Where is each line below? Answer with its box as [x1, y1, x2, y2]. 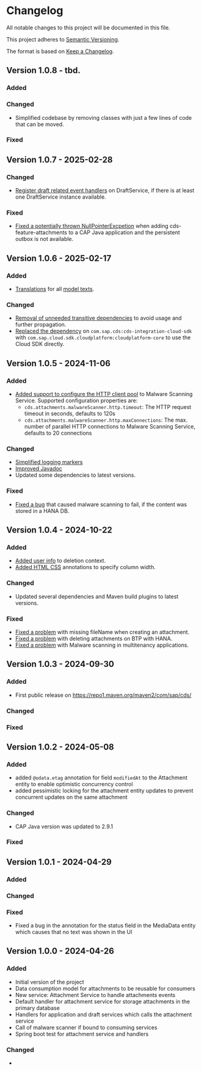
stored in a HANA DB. [15, 507, 70, 514]
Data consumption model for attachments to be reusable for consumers [15, 985, 195, 992]
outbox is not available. [15, 235, 74, 243]
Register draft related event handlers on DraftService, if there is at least [15, 187, 195, 194]
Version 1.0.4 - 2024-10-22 [6, 525, 113, 535]
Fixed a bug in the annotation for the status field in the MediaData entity [15, 921, 196, 929]
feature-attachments [15, 229, 67, 236]
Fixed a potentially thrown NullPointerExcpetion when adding [15, 223, 169, 230]
